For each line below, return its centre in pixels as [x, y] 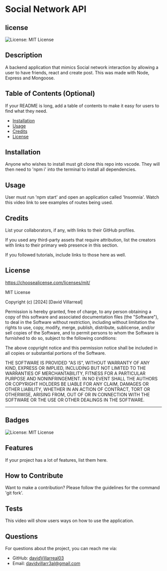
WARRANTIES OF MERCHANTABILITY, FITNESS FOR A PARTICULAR [75, 373]
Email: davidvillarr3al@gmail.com [46, 563]
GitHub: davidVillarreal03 [38, 558]
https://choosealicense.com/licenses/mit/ [48, 283]
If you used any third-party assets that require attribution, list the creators [81, 240]
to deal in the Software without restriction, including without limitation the [80, 322]
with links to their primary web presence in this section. [62, 245]
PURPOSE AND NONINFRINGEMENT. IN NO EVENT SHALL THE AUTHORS [82, 378]
